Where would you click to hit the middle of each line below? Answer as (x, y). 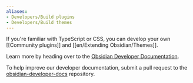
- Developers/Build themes (39, 22)
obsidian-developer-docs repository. (51, 74)
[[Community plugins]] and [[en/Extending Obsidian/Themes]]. (82, 45)
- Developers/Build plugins (41, 17)
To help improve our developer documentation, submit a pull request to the (97, 68)
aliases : (17, 11)
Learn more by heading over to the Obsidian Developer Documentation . (93, 57)
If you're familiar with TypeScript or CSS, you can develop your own (88, 39)
